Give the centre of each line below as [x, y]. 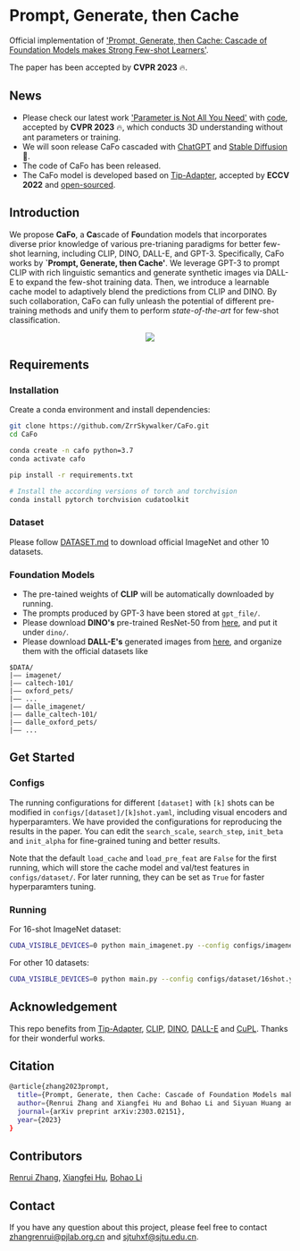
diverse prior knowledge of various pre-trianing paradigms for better [135, 243]
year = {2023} [40, 1119]
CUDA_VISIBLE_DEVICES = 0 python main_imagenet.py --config [119, 945]
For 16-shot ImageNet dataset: [65, 929]
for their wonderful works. [57, 1038]
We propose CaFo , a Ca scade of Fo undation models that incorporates [138, 234]
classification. [35, 319]
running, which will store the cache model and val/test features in [129, 867]
